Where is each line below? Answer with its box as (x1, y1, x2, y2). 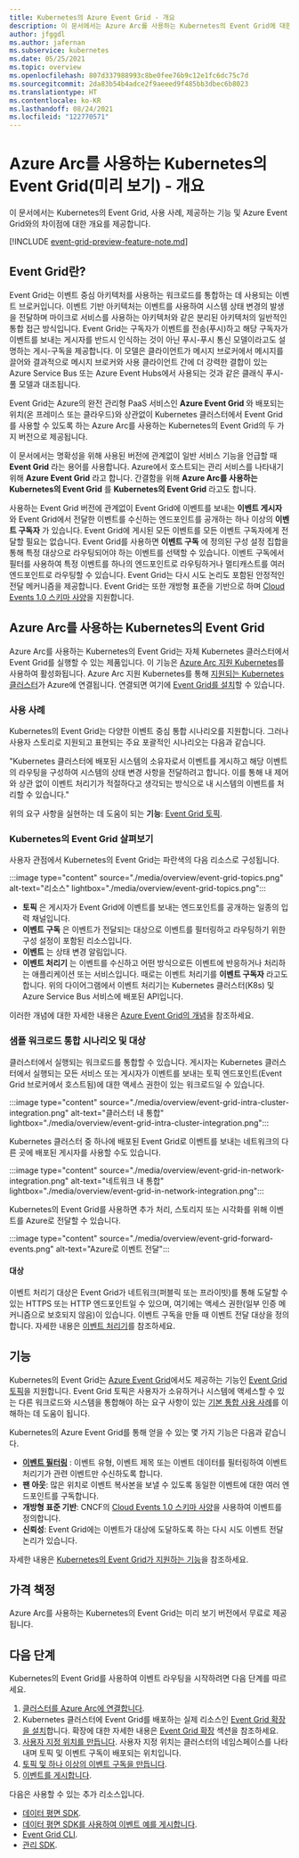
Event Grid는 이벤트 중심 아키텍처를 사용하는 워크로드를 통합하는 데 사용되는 (9, 289, 273, 300)
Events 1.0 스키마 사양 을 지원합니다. (9, 591, 134, 602)
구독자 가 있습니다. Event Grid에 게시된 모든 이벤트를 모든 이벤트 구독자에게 (18, 524, 280, 535)
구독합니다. (61, 1491, 100, 1501)
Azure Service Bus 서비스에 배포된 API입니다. (21, 991, 184, 1002)
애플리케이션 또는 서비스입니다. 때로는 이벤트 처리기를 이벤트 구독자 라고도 (31, 969, 288, 979)
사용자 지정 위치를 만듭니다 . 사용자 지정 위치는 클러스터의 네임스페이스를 (21, 1737, 272, 1747)
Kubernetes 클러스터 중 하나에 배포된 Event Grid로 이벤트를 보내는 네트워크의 (9, 1135, 280, 1146)
